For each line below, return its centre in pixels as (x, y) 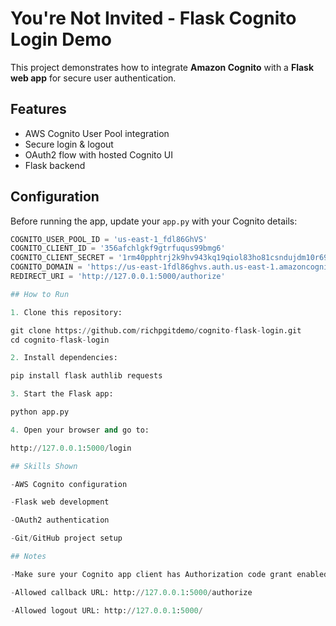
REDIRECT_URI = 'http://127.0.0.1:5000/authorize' (118, 277)
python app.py (40, 412)
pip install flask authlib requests (86, 376)
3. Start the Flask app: (62, 394)
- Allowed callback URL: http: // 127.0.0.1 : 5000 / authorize (131, 592)
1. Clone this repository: (66, 312)
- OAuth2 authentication (60, 520)
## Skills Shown (44, 466)
